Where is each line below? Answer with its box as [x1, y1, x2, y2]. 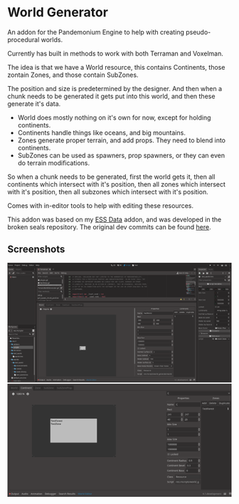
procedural [7, 35, 40, 43]
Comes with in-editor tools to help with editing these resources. [7, 201, 194, 210]
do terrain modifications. [17, 158, 90, 167]
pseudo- [186, 28, 211, 36]
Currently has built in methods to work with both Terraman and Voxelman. [7, 49, 224, 58]
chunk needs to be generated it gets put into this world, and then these [7, 92, 216, 100]
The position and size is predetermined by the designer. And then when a [7, 84, 223, 93]
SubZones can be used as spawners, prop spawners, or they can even [17, 151, 225, 159]
